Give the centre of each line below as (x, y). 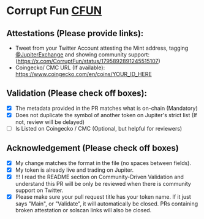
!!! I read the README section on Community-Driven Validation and (99, 177)
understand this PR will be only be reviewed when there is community (103, 184)
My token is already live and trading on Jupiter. (74, 170)
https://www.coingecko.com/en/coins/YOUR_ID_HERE (83, 74)
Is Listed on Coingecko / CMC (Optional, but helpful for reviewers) (99, 128)
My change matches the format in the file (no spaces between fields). (103, 163)
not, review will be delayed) (50, 122)
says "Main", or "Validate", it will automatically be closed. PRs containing (107, 204)
